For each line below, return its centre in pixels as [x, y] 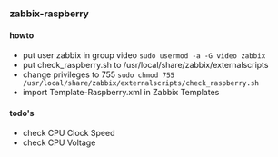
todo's [22, 113]
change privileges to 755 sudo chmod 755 [99, 74]
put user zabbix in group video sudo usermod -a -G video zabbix [144, 55]
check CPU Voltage [59, 142]
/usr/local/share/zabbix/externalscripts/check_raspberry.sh [141, 83]
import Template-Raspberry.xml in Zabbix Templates [121, 93]
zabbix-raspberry [49, 14]
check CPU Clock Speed [69, 133]
